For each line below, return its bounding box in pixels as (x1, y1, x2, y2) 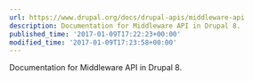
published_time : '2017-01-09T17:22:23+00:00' (9, 29, 181, 38)
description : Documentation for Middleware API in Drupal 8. (9, 21, 241, 30)
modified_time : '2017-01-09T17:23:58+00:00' (9, 37, 177, 47)
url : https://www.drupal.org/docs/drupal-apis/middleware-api (9, 12, 245, 22)
